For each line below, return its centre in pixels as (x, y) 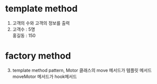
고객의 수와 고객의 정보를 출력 (41, 23)
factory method (38, 56)
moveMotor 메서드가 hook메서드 (45, 76)
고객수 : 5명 (24, 29)
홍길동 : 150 (24, 35)
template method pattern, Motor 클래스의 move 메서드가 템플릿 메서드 (82, 70)
